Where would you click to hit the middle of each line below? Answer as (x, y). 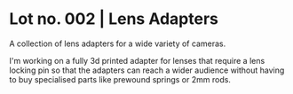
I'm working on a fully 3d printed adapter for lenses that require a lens (137, 60)
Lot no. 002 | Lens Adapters (114, 19)
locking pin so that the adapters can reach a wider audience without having (147, 70)
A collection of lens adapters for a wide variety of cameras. (118, 43)
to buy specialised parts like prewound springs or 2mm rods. (120, 79)
